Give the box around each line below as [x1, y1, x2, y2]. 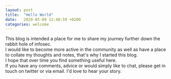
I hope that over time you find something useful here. [5, 57, 117, 64]
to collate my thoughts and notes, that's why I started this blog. [5, 52, 138, 58]
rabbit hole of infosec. [5, 41, 52, 47]
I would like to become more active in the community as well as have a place [5, 46, 166, 52]
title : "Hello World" [5, 12, 54, 17]
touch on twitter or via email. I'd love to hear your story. [5, 68, 122, 74]
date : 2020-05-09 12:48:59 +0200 [5, 17, 81, 22]
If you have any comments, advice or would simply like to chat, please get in [5, 63, 166, 69]
